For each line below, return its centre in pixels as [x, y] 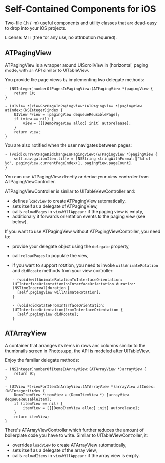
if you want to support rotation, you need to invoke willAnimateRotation [85, 265]
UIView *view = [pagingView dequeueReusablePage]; [67, 114]
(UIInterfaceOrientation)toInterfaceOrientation [63, 284]
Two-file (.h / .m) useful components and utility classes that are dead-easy [81, 23]
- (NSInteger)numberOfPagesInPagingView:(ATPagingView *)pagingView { [79, 89]
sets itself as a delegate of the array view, [54, 450]
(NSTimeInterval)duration [39, 288]
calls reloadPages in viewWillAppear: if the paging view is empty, [78, 211]
